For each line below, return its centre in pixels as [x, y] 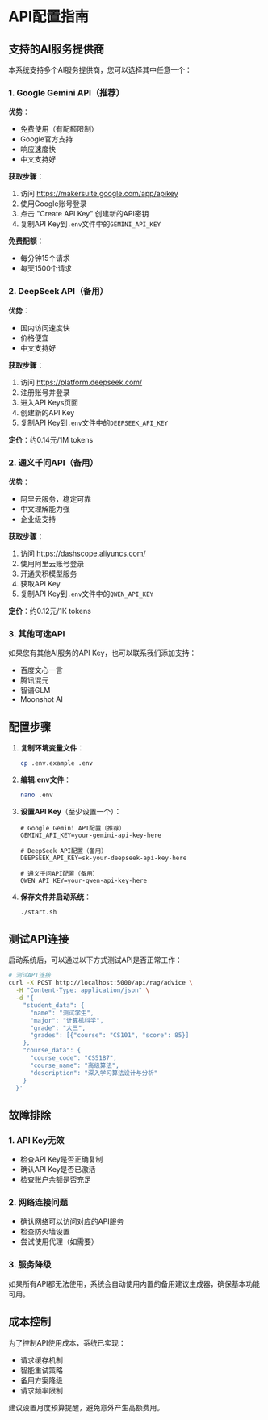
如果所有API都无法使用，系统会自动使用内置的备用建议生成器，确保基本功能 [134, 1283]
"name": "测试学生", [62, 1013]
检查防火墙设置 [45, 1232]
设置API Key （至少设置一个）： [71, 811]
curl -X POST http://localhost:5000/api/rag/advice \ [101, 983]
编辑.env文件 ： [45, 779]
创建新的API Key [47, 412]
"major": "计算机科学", [67, 1020]
